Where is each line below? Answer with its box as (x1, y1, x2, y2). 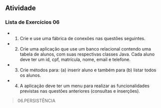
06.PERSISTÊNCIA (17, 98, 56, 104)
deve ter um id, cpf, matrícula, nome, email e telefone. (19, 56, 131, 62)
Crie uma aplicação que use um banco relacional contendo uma (19, 46, 151, 52)
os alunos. (19, 72, 41, 78)
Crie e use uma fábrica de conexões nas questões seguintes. (19, 35, 146, 41)
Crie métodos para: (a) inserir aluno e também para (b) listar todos (19, 67, 157, 73)
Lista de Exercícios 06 (5, 19, 60, 26)
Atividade (5, 4, 36, 12)
